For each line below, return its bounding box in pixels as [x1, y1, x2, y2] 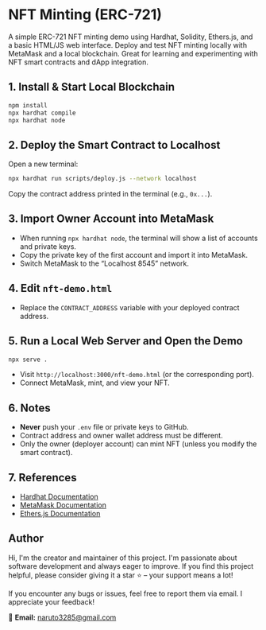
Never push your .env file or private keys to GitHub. [19, 422, 189, 432]
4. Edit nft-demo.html [8, 282, 113, 295]
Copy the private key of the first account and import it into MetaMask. [19, 250, 249, 259]
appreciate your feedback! [8, 597, 95, 606]
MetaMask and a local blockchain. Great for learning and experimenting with [8, 49, 258, 58]
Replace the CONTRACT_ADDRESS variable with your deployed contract [19, 302, 240, 312]
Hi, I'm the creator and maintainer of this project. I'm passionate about [8, 553, 237, 562]
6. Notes [8, 401, 51, 414]
